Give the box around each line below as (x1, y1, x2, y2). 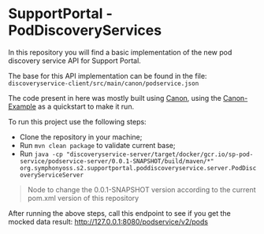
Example (8, 102, 37, 111)
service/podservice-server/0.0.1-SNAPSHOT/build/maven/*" (19, 157, 214, 165)
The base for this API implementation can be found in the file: (8, 71, 207, 80)
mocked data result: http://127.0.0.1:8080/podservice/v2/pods (8, 217, 209, 226)
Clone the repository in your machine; (19, 132, 143, 142)
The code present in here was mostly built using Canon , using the (8, 93, 222, 102)
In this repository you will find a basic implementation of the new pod (8, 47, 232, 57)
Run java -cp (19, 149, 63, 158)
